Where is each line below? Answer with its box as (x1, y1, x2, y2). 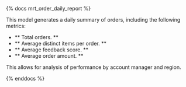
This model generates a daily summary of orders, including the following (6, 16, 181, 23)
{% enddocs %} (6, 75, 45, 82)
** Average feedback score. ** (14, 46, 89, 53)
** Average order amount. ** (14, 53, 84, 59)
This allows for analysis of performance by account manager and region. (6, 64, 181, 71)
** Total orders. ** (14, 34, 58, 40)
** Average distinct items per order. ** (14, 40, 107, 47)
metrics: (6, 23, 26, 29)
